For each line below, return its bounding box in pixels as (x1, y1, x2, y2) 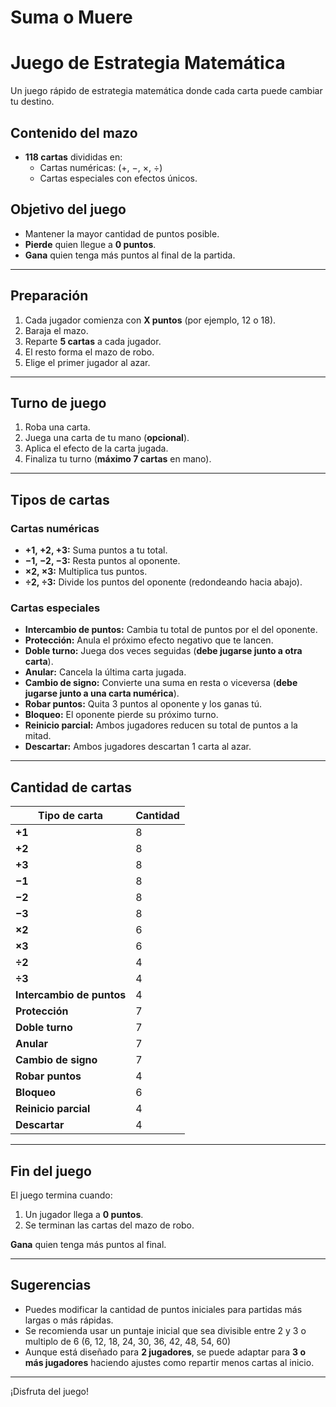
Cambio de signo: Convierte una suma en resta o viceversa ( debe (24, 677, 298, 689)
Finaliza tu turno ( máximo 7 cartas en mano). (24, 453, 212, 465)
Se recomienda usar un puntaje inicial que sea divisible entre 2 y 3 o (24, 1324, 307, 1336)
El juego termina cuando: (10, 1189, 113, 1201)
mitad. (24, 730, 52, 742)
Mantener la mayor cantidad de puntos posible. (24, 227, 220, 240)
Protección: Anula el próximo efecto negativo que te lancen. (24, 634, 274, 646)
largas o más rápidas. (24, 1314, 114, 1326)
